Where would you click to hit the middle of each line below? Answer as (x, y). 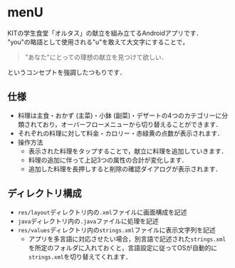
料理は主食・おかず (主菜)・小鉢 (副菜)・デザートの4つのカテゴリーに (120, 115)
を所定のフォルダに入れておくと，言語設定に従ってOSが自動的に (123, 247)
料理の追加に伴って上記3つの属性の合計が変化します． (108, 160)
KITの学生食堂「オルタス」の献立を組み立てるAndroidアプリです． (105, 33)
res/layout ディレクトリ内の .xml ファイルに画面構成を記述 (102, 212)
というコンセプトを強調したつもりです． (67, 72)
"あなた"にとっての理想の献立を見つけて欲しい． (96, 57)
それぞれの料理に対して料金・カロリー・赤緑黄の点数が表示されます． (120, 133)
